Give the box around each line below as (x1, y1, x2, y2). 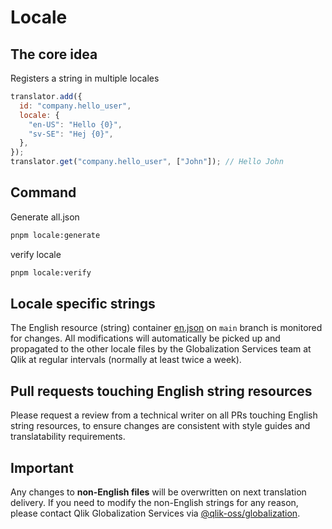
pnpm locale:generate (10, 230, 101, 240)
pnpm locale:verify (10, 267, 92, 278)
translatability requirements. (10, 431, 126, 443)
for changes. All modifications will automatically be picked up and (10, 332, 281, 345)
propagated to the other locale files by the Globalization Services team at (10, 343, 312, 355)
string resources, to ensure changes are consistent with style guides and (10, 420, 311, 432)
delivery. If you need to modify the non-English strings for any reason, (10, 497, 299, 508)
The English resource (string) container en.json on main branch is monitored (10, 322, 323, 334)
